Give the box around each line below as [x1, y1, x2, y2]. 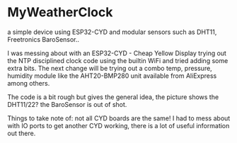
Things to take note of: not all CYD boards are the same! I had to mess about [7, 114, 231, 122]
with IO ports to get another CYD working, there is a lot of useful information [7, 121, 230, 130]
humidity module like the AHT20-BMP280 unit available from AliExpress [7, 71, 217, 80]
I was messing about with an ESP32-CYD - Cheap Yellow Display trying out [7, 49, 226, 57]
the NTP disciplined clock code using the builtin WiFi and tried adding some [7, 56, 229, 64]
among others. [7, 79, 50, 87]
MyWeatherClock [7, 4, 113, 21]
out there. [7, 129, 36, 137]
